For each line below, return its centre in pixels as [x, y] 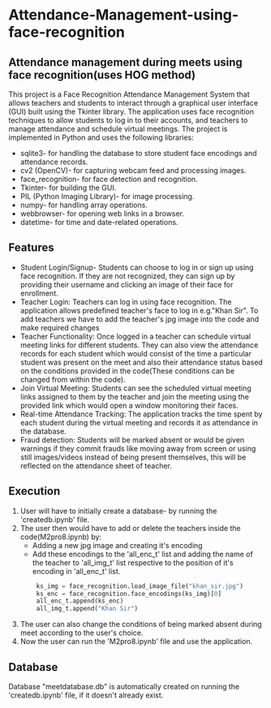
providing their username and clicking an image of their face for [127, 284]
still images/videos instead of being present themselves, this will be [133, 457]
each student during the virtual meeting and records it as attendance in [139, 422]
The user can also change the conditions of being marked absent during [141, 624]
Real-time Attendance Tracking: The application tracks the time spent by [141, 414]
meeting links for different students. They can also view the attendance [139, 345]
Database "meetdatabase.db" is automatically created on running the [124, 686]
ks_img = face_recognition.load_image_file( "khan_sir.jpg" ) [140, 586]
